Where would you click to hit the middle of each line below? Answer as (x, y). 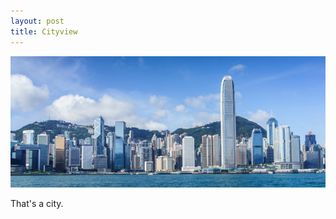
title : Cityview (44, 31)
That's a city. (37, 204)
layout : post (37, 21)
